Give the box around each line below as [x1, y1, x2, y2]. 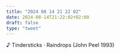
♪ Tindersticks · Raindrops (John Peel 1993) [6, 42, 115, 49]
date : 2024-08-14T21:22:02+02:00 [6, 14, 90, 20]
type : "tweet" [6, 25, 42, 31]
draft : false [6, 20, 39, 26]
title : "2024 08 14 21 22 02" [6, 8, 82, 15]
